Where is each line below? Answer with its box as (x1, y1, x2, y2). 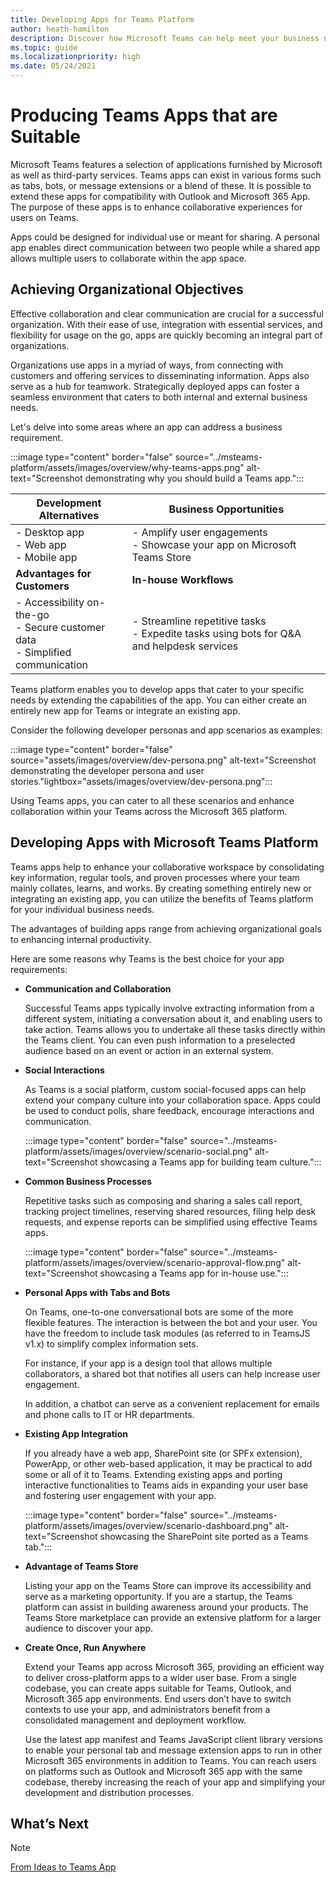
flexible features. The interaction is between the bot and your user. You (24, 1316, 318, 1328)
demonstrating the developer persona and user (10, 764, 205, 776)
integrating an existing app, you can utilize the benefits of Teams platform (10, 892, 314, 905)
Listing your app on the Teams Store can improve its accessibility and (24, 1579, 312, 1591)
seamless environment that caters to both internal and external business (10, 391, 308, 403)
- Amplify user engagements (131, 525, 268, 539)
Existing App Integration (24, 1427, 128, 1440)
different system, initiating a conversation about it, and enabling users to (24, 1012, 323, 1025)
